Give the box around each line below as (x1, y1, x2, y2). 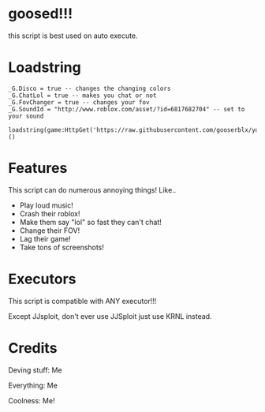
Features (8, 159, 68, 178)
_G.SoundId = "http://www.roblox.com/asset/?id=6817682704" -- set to (8, 105, 245, 113)
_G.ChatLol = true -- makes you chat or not (8, 92, 157, 99)
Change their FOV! (19, 226, 80, 235)
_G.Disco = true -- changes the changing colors (8, 84, 171, 92)
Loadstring (8, 58, 81, 77)
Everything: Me (8, 380, 58, 390)
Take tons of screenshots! (19, 242, 105, 252)
